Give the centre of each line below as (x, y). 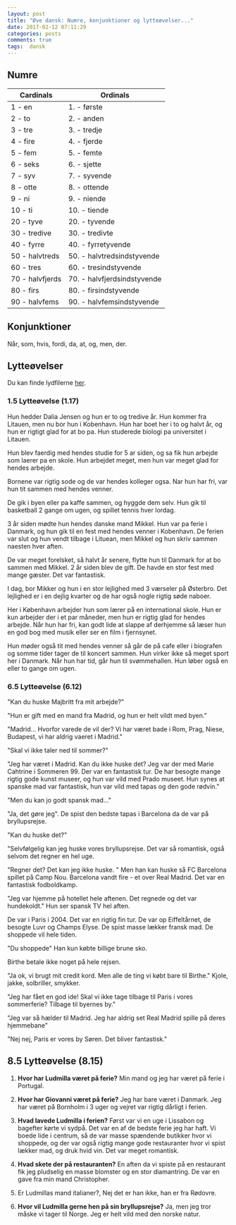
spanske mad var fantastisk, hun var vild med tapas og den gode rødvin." (113, 786)
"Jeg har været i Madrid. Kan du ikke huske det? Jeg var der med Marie (111, 764)
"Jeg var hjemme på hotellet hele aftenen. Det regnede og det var (102, 898)
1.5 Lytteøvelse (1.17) (43, 401)
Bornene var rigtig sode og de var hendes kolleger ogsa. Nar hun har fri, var (117, 481)
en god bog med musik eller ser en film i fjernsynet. (82, 632)
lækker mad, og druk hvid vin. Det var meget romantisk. (98, 1150)
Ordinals (115, 95)
